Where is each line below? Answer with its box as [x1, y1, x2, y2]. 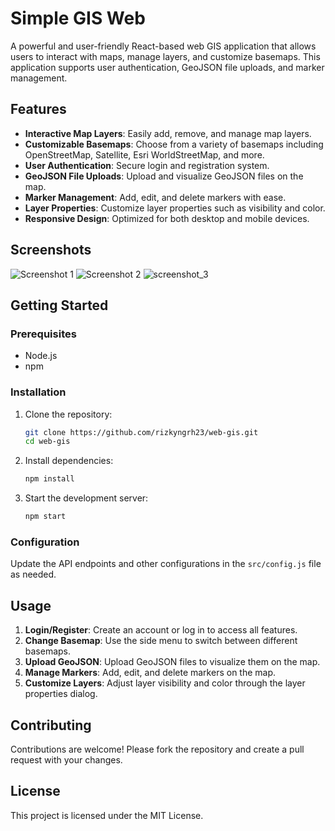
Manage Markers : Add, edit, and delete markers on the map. [24, 667, 277, 679]
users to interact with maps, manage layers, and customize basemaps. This [10, 50, 321, 62]
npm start [24, 512, 67, 522]
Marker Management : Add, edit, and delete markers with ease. [24, 191, 287, 203]
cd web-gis [24, 437, 71, 447]
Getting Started [10, 297, 109, 314]
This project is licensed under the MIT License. [10, 809, 204, 821]
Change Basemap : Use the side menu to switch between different [24, 635, 298, 647]
